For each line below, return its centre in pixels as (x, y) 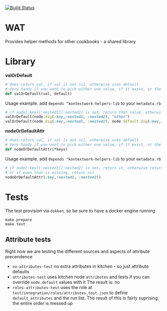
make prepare (19, 220)
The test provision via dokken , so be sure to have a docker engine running (80, 211)
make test (15, 224)
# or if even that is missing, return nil (50, 172)
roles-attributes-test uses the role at (52, 288)
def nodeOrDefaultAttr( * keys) (37, 149)
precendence (19, 257)
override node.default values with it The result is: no (66, 282)
